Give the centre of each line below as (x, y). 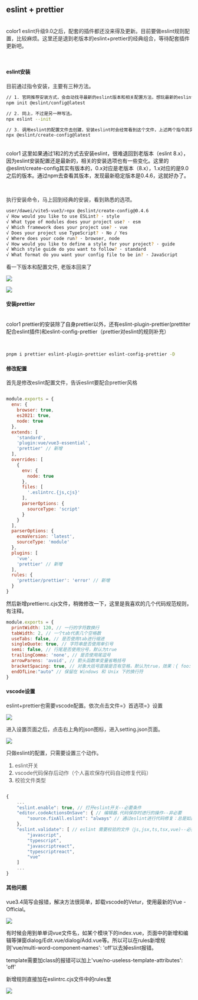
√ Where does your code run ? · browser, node (63, 238)
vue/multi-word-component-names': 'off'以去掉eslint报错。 (85, 948)
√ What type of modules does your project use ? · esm (74, 222)
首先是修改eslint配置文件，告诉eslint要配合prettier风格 (72, 383)
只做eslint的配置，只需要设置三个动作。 (54, 753)
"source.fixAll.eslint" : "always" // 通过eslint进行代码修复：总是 (107, 818)
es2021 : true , (34, 416)
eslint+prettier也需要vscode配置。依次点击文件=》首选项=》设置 (85, 705)
